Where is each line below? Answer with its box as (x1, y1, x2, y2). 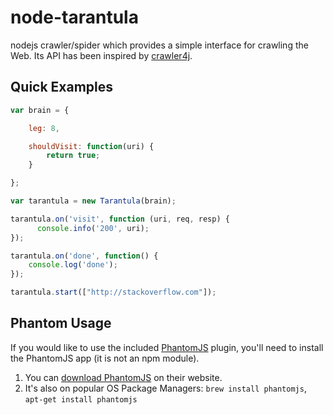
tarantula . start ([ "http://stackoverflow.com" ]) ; (10, 287, 217, 298)
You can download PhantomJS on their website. (24, 371, 223, 383)
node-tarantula (10, 6, 139, 29)
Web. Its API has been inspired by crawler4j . (10, 49, 193, 61)
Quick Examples (10, 79, 114, 96)
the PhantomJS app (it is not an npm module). (10, 352, 200, 364)
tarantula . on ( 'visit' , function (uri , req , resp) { (10, 214, 230, 224)
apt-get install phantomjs (24, 394, 138, 405)
